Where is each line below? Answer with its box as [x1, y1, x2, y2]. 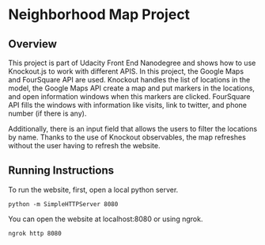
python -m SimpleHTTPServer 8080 [8, 200, 119, 208]
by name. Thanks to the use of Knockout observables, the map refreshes [8, 132, 247, 142]
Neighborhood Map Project [8, 6, 191, 24]
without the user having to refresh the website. [8, 141, 161, 150]
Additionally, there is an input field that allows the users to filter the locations [8, 124, 258, 133]
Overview [8, 37, 58, 51]
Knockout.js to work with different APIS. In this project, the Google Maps [8, 67, 244, 76]
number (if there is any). [8, 109, 87, 118]
